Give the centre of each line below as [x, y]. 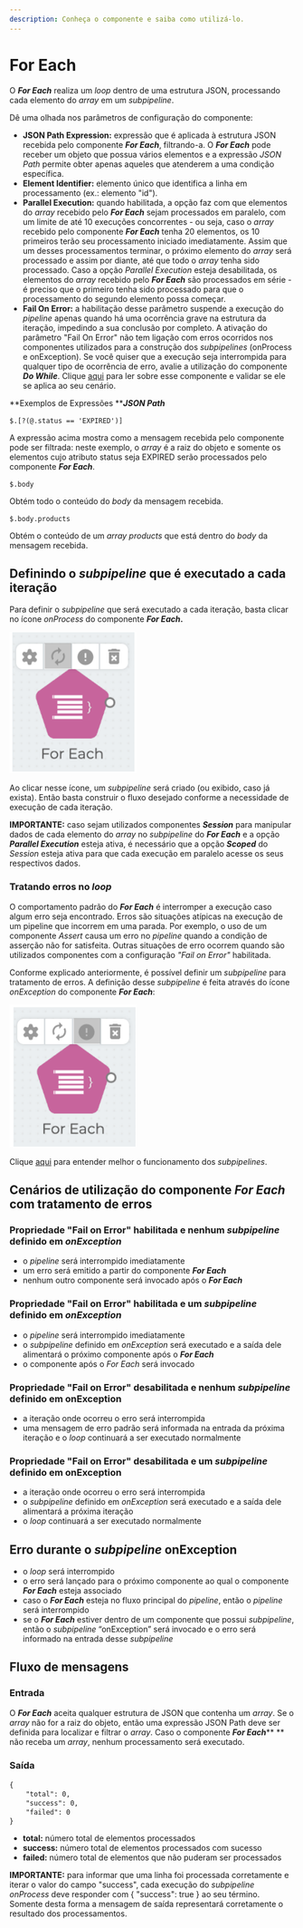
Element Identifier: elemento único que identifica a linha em [135, 183]
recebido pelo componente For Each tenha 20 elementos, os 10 [141, 231]
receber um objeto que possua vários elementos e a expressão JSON [152, 154]
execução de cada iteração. [61, 808]
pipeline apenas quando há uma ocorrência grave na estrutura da [144, 318]
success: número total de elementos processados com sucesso [142, 1848]
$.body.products [40, 518]
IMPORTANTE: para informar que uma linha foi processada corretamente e [149, 1875]
